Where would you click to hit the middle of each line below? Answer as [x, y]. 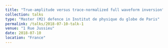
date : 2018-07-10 [23, 33]
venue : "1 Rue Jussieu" [30, 28]
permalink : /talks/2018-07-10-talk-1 [44, 24]
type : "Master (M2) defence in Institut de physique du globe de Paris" [82, 19]
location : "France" [25, 38]
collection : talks [24, 14]
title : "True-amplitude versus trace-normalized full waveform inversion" [85, 10]
